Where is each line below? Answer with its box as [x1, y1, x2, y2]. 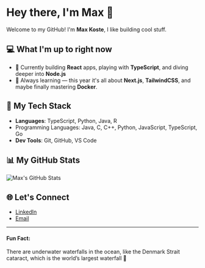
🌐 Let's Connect [6, 192, 70, 203]
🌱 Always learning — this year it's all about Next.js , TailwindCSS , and [15, 76, 191, 84]
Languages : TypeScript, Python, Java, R [15, 117, 117, 124]
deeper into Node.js [15, 70, 66, 77]
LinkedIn [15, 208, 37, 216]
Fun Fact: [6, 234, 31, 242]
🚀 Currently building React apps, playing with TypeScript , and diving [15, 64, 189, 71]
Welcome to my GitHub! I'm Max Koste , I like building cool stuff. [6, 26, 167, 33]
